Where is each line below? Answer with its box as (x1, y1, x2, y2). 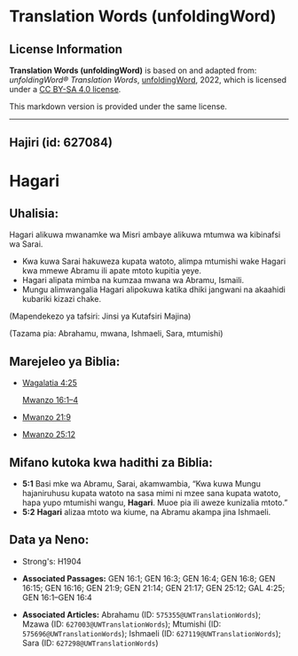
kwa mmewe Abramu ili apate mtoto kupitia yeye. (21, 265, 202, 276)
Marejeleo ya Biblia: (9, 353, 121, 369)
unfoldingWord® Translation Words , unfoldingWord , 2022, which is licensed (9, 75, 286, 85)
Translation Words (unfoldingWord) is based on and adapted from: (9, 65, 257, 75)
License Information (9, 42, 122, 57)
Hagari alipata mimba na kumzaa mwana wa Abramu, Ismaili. (21, 275, 245, 286)
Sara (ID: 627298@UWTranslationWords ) (21, 637, 159, 648)
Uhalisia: (9, 206, 59, 221)
